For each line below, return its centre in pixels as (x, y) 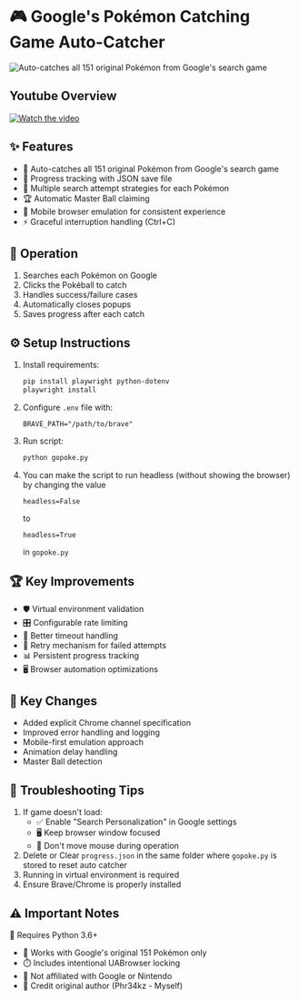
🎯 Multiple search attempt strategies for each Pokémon (126, 188)
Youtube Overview (63, 96)
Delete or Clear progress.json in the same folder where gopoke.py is (149, 855)
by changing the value (64, 485)
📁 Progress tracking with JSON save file (97, 179)
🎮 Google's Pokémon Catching (130, 17)
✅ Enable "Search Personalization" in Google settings (136, 822)
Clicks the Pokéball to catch (75, 285)
